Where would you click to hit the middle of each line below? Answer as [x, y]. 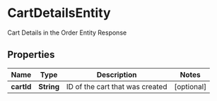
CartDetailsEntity [59, 13]
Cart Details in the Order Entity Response [67, 32]
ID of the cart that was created [117, 86]
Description [117, 74]
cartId [21, 86]
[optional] [190, 86]
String [49, 86]
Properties [31, 55]
